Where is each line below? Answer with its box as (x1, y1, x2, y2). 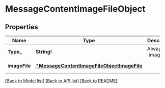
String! (35, 49, 53, 55)
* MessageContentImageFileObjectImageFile (35, 62, 142, 69)
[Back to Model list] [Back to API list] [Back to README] (5, 78, 118, 84)
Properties (5, 23, 38, 31)
